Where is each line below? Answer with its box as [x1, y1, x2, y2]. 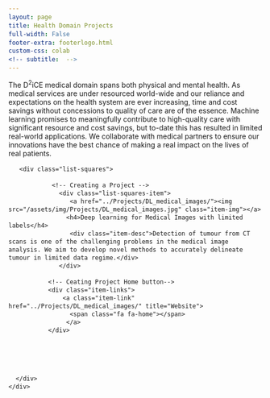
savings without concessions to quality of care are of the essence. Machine [8, 106, 260, 115]
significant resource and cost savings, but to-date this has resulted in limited [8, 122, 263, 132]
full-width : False [8, 30, 70, 38]
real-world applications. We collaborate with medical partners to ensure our [8, 131, 260, 141]
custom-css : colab [8, 47, 70, 56]
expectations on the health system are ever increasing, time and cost [8, 97, 238, 106]
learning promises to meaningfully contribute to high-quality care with [8, 114, 241, 124]
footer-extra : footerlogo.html [8, 39, 114, 47]
